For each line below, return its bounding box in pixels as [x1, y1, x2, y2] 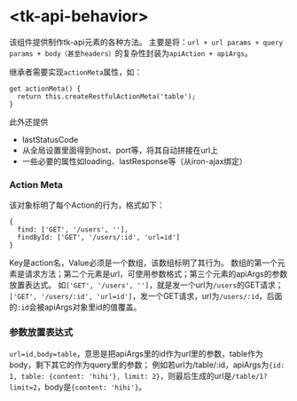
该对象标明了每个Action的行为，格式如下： [9, 200, 166, 210]
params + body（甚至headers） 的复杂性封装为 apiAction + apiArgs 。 [9, 47, 253, 59]
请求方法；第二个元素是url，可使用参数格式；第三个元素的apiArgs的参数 [24, 269, 288, 279]
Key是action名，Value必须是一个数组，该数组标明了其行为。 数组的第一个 [9, 257, 277, 268]
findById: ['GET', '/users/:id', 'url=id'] [17, 233, 180, 242]
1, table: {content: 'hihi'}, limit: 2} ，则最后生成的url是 [9, 370, 232, 381]
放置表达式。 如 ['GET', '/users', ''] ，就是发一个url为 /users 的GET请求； [9, 279, 284, 290]
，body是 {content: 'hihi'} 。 [36, 381, 147, 392]
